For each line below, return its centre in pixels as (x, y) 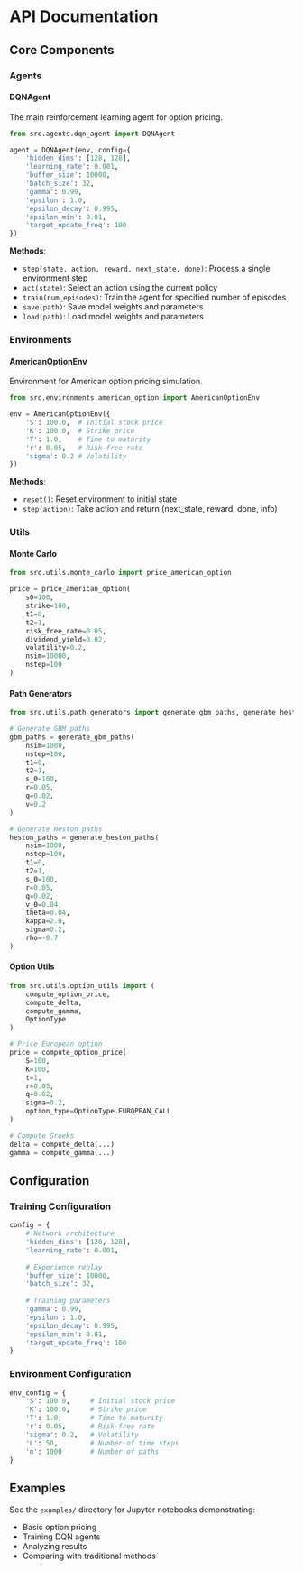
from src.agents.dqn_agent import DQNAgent (92, 134)
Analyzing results (55, 1547)
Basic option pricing (60, 1528)
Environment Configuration (70, 1374)
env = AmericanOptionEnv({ (60, 414)
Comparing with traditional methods (89, 1556)
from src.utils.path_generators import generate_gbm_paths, (125, 713)
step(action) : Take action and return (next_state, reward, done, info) (150, 509)
